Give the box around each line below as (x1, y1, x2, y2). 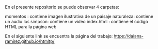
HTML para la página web (5, 24, 57, 30)
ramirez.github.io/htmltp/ (5, 38, 55, 44)
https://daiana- (113, 33, 144, 39)
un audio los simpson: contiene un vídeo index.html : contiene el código (5, 19, 148, 24)
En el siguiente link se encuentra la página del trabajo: (5, 33, 113, 39)
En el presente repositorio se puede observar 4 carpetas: (5, 4, 120, 10)
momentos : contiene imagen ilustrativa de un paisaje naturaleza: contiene (5, 14, 154, 19)
